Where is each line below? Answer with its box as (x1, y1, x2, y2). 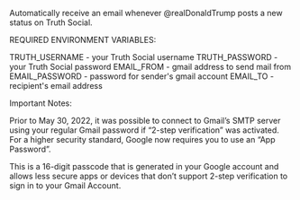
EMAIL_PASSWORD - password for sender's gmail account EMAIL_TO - (9, 71, 275, 82)
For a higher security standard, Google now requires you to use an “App (9, 135, 277, 144)
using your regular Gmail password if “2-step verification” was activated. (9, 125, 279, 135)
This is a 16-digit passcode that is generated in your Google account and (9, 161, 279, 171)
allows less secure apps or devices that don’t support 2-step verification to (9, 170, 288, 181)
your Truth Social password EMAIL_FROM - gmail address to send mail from (9, 62, 291, 72)
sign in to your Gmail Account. (9, 180, 122, 191)
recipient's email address (9, 81, 104, 91)
